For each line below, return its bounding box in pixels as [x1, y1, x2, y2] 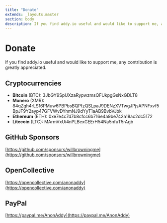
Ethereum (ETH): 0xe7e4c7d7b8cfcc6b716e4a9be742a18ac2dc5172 [12, 113, 153, 119]
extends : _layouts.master [5, 12, 59, 17]
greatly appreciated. [5, 64, 47, 70]
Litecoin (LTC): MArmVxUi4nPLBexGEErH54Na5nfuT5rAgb [12, 119, 134, 125]
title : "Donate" [5, 7, 39, 12]
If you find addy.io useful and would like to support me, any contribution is [5, 59, 158, 65]
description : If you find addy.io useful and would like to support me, [5, 21, 159, 26]
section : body [5, 16, 35, 21]
